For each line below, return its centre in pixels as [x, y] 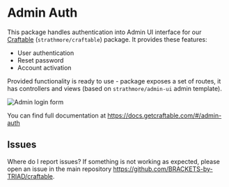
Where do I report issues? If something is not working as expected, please [114, 161]
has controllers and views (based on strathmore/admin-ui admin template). [115, 88]
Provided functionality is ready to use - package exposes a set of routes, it [114, 81]
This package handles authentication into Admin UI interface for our [104, 32]
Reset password [40, 60]
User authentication [46, 53]
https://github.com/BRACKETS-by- [163, 169]
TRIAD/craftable [30, 176]
